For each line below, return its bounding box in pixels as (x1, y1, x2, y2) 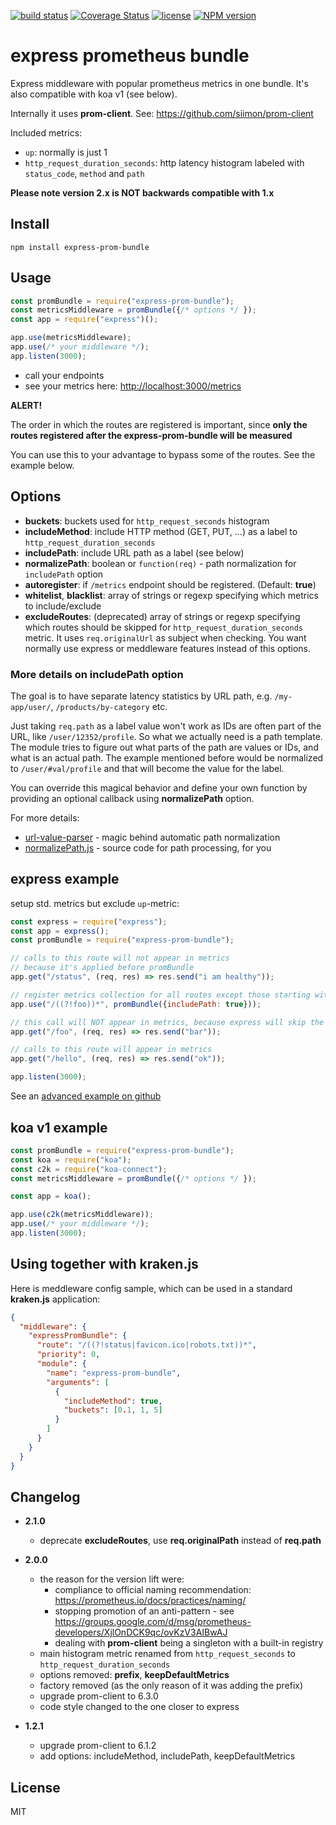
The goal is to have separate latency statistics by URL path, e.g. (10, 690, 273, 702)
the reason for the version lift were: (39, 1573, 185, 1585)
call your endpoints (24, 369, 105, 381)
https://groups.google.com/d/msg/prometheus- (54, 1616, 252, 1628)
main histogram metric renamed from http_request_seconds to (39, 1648, 296, 1660)
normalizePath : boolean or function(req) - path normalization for (24, 557, 297, 569)
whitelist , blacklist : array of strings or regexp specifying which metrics (24, 589, 319, 601)
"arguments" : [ (46, 1377, 110, 1387)
